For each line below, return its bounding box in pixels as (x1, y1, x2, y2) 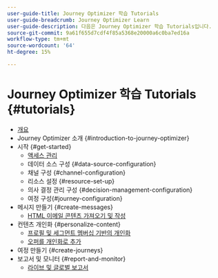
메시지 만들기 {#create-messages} (17, 203, 114, 211)
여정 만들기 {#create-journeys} (17, 246, 103, 254)
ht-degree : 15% (7, 49, 51, 56)
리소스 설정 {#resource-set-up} (27, 177, 115, 185)
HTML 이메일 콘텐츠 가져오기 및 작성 (27, 211, 126, 219)
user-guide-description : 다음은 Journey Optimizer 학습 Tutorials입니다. (7, 23, 212, 30)
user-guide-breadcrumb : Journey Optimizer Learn (7, 17, 150, 23)
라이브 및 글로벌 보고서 (27, 263, 89, 271)
